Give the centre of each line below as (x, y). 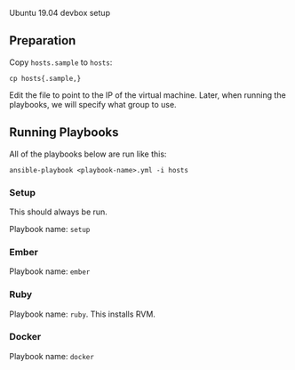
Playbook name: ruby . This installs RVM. (82, 314)
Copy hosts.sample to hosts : (61, 62)
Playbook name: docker (52, 356)
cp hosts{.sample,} (45, 78)
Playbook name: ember (50, 271)
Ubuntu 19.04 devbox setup (60, 13)
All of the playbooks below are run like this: (88, 154)
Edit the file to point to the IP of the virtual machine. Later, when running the (147, 95)
